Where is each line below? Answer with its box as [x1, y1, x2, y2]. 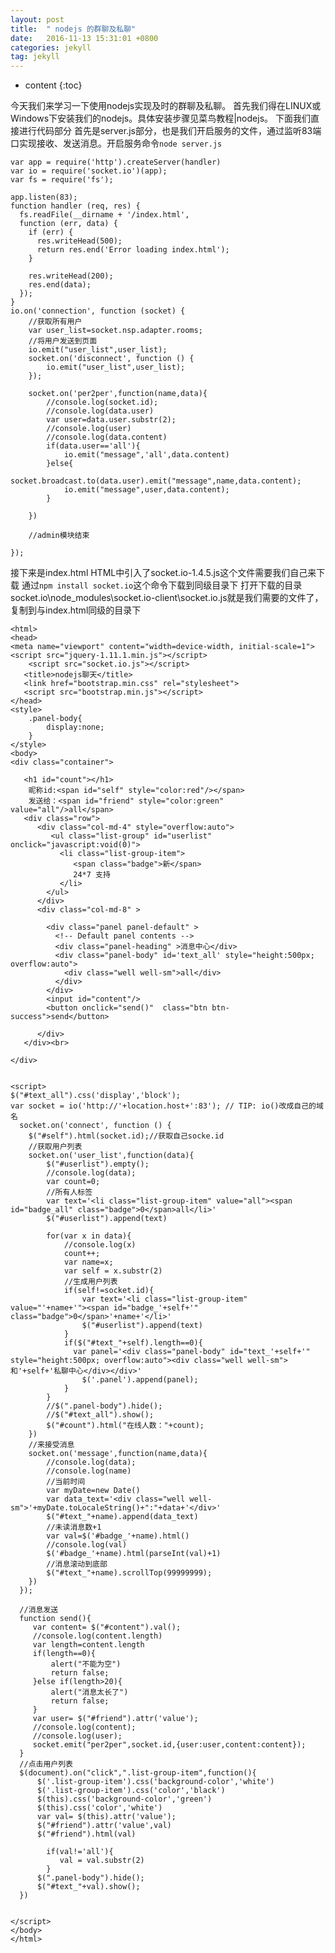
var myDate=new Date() [46, 1486, 141, 1496]
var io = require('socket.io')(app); [10, 166, 168, 176]
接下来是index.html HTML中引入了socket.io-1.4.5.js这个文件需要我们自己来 [10, 567, 317, 579]
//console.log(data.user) [46, 406, 155, 416]
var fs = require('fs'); [10, 175, 114, 185]
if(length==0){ [32, 1649, 97, 1659]
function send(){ [19, 1614, 92, 1624]
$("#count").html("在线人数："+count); [46, 1421, 205, 1431]
